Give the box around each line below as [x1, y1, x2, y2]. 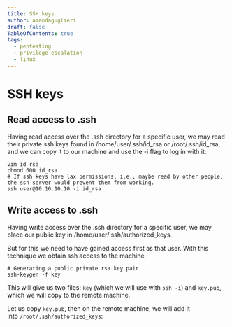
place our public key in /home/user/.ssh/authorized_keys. [7, 230, 173, 239]
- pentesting [13, 43, 52, 50]
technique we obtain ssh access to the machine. [7, 251, 147, 260]
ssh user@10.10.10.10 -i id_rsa [7, 185, 101, 193]
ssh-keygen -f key [7, 271, 61, 278]
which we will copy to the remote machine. [7, 291, 131, 299]
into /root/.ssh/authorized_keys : [7, 312, 103, 320]
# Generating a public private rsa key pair [7, 265, 139, 272]
